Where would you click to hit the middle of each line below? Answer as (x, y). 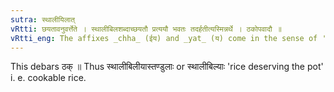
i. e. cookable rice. (48, 78)
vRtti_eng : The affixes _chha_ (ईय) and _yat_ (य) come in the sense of (164, 38)
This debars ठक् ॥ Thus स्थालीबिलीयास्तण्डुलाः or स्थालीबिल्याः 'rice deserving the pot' (167, 67)
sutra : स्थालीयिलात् (42, 19)
